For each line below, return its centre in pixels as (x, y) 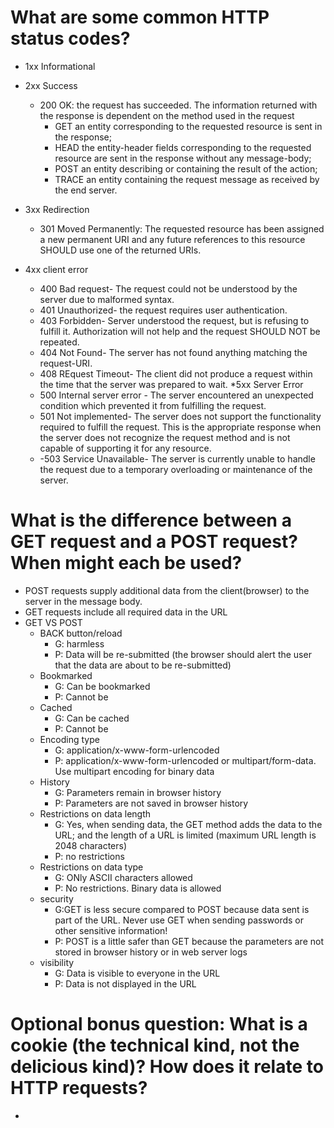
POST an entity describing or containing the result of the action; (186, 168)
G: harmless (79, 643)
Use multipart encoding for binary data (134, 771)
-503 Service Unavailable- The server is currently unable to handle (177, 458)
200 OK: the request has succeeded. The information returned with (178, 105)
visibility (57, 962)
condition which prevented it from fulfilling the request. (153, 405)
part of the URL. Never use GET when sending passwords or (179, 920)
